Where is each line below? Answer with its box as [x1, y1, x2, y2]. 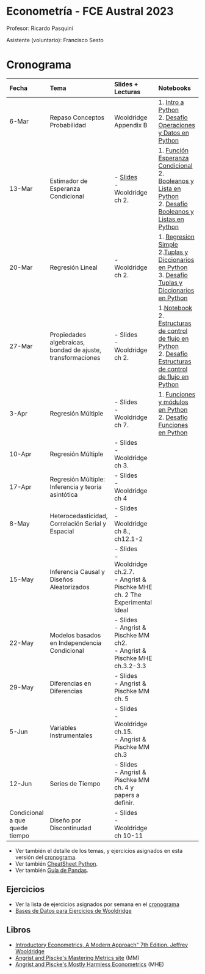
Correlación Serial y [49, 519, 107, 527]
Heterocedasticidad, [49, 511, 108, 520]
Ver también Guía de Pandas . [15, 866, 88, 874]
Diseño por [49, 816, 81, 824]
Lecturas [113, 87, 141, 96]
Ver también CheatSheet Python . [15, 860, 98, 867]
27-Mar [9, 341, 33, 350]
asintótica [49, 490, 78, 499]
